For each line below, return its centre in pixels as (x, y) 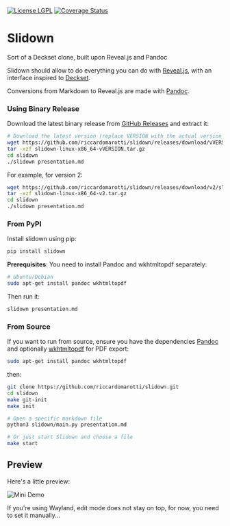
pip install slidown (37, 251)
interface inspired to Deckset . (49, 77)
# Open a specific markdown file (55, 418)
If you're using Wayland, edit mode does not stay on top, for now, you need (113, 508)
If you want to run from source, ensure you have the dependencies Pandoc (113, 342)
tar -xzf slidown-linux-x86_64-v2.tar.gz (67, 194)
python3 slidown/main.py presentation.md (67, 425)
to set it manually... (34, 515)
